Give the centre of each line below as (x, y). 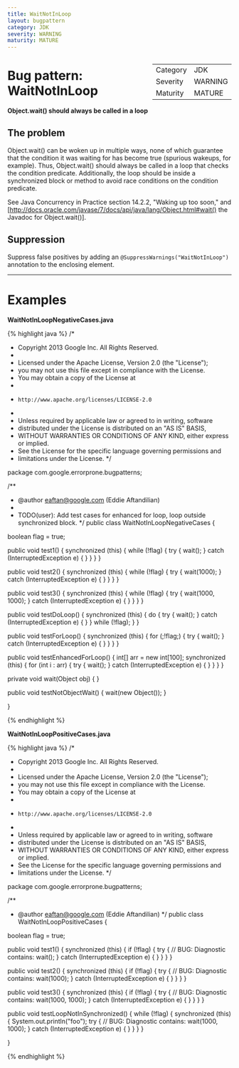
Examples (37, 300)
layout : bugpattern (36, 21)
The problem (36, 133)
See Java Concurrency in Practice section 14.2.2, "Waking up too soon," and (119, 202)
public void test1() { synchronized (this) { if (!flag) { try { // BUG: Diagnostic (117, 949)
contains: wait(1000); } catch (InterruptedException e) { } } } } (97, 978)
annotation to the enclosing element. (61, 264)
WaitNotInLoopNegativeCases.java (60, 320)
